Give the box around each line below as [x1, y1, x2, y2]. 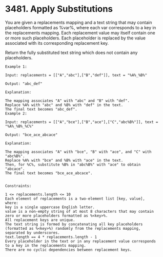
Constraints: [5, 184, 32, 188]
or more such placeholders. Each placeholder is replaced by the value [5, 35, 146, 41]
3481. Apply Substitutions [5, 3, 113, 15]
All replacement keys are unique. [5, 218, 76, 222]
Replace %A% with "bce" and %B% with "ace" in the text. [5, 158, 123, 163]
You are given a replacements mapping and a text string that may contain [5, 19, 152, 25]
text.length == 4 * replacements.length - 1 [5, 235, 97, 239]
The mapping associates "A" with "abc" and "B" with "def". [5, 98, 130, 103]
